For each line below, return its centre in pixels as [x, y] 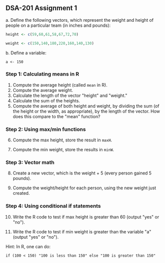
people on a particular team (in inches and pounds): [58, 25]
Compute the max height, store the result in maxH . [62, 140]
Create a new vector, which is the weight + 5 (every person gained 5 [82, 173]
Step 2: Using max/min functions [46, 129]
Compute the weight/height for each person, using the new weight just [84, 188]
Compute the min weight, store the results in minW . [63, 150]
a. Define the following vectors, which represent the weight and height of [80, 20]
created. [21, 193]
